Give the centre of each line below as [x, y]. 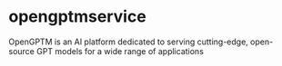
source [22, 51]
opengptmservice [77, 17]
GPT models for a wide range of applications [120, 51]
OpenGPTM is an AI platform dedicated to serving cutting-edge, [129, 42]
